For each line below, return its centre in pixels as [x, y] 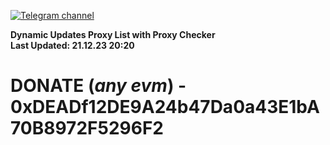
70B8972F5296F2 [87, 128]
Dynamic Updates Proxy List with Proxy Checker [113, 34]
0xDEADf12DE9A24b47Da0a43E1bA [165, 107]
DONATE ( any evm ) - [98, 86]
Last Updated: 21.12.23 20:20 [72, 45]
